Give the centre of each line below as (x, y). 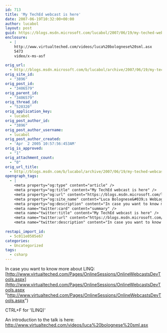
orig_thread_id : (22, 102)
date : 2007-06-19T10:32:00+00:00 (40, 19)
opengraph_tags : (22, 176)
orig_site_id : (20, 75)
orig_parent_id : (22, 93)
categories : (17, 241)
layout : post (19, 28)
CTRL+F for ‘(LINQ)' (25, 310)
